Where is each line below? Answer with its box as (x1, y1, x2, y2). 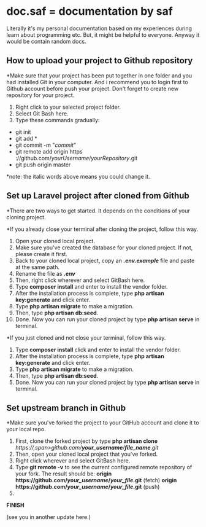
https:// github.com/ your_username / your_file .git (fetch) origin (15, 477, 177, 484)
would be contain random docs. (6, 37, 87, 45)
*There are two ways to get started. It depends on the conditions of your (6, 207, 190, 214)
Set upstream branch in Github (6, 402, 126, 413)
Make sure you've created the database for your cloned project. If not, (15, 244, 193, 251)
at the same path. (15, 263, 60, 271)
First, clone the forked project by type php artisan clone (15, 437, 158, 445)
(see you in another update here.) (6, 513, 91, 521)
